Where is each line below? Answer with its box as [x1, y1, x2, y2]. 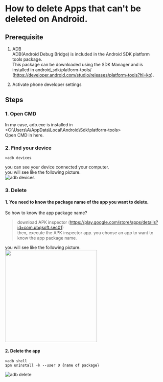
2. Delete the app [5, 348, 41, 354]
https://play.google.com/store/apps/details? [70, 219, 158, 225]
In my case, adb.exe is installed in [5, 121, 73, 128]
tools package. [12, 56, 43, 62]
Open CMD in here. [5, 132, 44, 138]
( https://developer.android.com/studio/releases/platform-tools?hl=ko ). [12, 72, 154, 78]
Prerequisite [5, 33, 44, 41]
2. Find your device [5, 144, 52, 151]
